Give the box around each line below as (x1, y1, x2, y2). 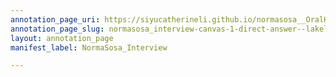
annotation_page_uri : (10, 14, 101, 25)
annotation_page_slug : (10, 24, 105, 34)
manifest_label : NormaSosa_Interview (10, 42, 168, 53)
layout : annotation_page (10, 33, 114, 43)
